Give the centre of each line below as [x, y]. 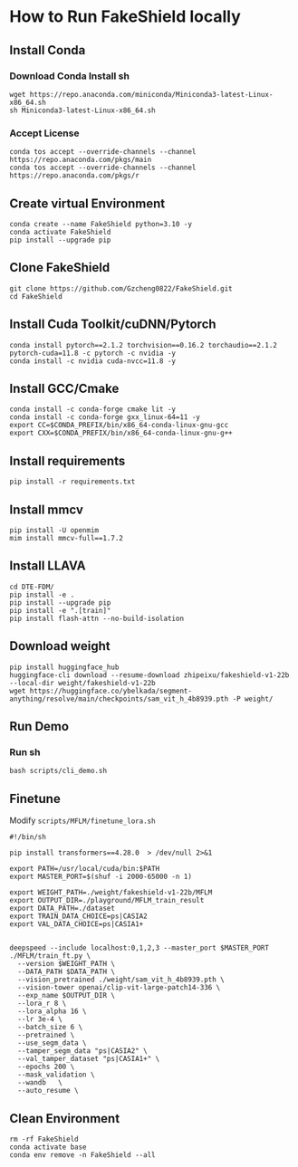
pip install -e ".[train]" [60, 610]
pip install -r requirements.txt [72, 482]
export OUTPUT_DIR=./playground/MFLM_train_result [107, 901]
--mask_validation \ [56, 1075]
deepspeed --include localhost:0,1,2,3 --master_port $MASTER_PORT [139, 948]
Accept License [44, 133]
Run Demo [39, 727]
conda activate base [48, 1147]
